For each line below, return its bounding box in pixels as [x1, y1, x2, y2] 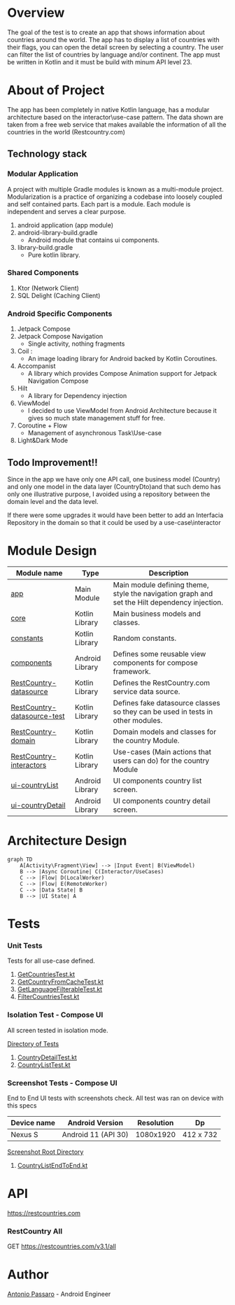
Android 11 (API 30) [62, 1129, 129, 1139]
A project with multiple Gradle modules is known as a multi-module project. [7, 185, 224, 193]
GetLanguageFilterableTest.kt [17, 985, 103, 994]
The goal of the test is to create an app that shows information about [7, 28, 205, 36]
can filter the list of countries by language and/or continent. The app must [7, 50, 220, 59]
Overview [7, 5, 65, 21]
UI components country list [113, 775, 202, 785]
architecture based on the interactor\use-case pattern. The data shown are [7, 113, 224, 121]
